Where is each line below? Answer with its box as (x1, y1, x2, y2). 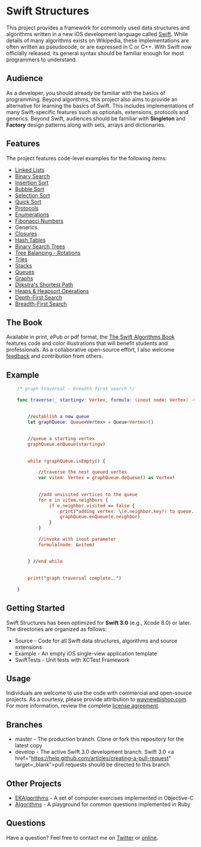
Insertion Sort (14, 179, 49, 186)
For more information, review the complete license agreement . (6, 702, 160, 710)
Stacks (14, 262, 32, 269)
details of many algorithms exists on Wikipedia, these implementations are (6, 37, 190, 44)
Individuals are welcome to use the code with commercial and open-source (6, 689, 192, 697)
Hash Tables (14, 236, 46, 244)
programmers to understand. (6, 56, 78, 63)
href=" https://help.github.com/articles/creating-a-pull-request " (14, 755, 172, 762)
